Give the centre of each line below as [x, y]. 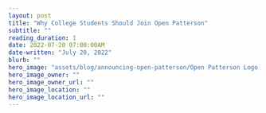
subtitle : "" [30, 30]
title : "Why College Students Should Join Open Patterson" [108, 23]
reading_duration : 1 [43, 38]
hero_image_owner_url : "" [51, 82]
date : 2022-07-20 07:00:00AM [57, 45]
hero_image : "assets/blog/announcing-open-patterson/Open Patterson [124, 68]
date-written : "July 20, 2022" [60, 53]
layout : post [30, 16]
